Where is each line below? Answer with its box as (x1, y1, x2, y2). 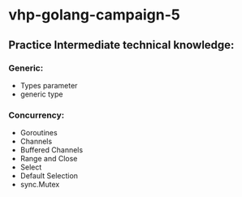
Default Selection (19, 171, 79, 181)
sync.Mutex (19, 180, 60, 190)
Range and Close (19, 154, 78, 164)
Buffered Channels (19, 145, 84, 155)
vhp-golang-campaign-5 (8, 6, 180, 24)
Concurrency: (8, 109, 65, 121)
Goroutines (19, 128, 58, 138)
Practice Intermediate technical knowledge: (8, 38, 235, 52)
